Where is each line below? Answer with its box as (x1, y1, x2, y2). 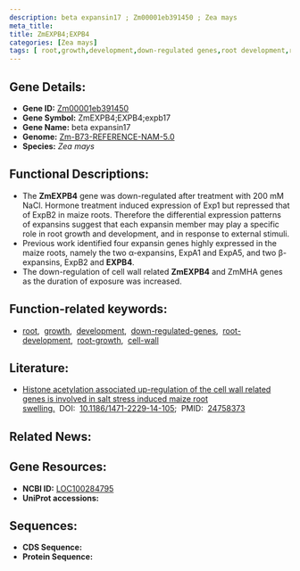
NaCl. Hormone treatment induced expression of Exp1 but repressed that (21, 200, 290, 211)
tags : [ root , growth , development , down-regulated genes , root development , (9, 46, 290, 55)
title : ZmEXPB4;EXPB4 (9, 29, 90, 38)
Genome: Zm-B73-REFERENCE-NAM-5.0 (21, 131, 176, 142)
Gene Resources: (9, 459, 107, 475)
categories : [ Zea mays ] (9, 37, 98, 47)
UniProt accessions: (21, 492, 100, 503)
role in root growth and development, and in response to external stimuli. (21, 228, 290, 239)
